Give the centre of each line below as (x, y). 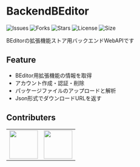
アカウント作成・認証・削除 (50, 83)
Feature (21, 60)
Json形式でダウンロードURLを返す (58, 98)
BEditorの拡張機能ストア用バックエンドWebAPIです (70, 40)
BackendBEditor (48, 11)
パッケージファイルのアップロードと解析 (65, 90)
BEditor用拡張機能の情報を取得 (53, 75)
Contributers (31, 118)
